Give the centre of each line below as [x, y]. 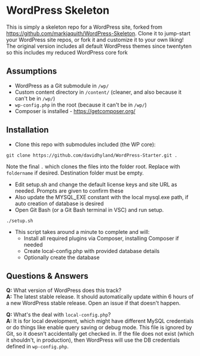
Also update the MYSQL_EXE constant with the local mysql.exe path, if [101, 197]
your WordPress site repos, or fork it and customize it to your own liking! [95, 39]
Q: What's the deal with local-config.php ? [59, 315]
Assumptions [32, 71]
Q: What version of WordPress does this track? [64, 290]
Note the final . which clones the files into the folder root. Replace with [93, 166]
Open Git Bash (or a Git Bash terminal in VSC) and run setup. [89, 209]
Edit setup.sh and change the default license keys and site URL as [96, 184]
